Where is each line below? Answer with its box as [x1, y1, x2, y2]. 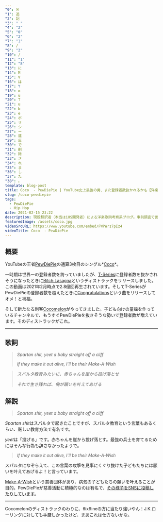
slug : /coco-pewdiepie [5, 192, 51, 197]
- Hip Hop [9, 206, 29, 211]
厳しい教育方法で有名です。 [17, 426, 73, 432]
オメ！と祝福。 [5, 296, 35, 302]
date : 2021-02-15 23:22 [5, 210, 53, 215]
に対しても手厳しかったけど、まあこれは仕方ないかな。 [21, 512, 132, 518]
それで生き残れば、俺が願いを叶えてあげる [16, 382, 102, 387]
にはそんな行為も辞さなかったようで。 [5, 442, 81, 448]
